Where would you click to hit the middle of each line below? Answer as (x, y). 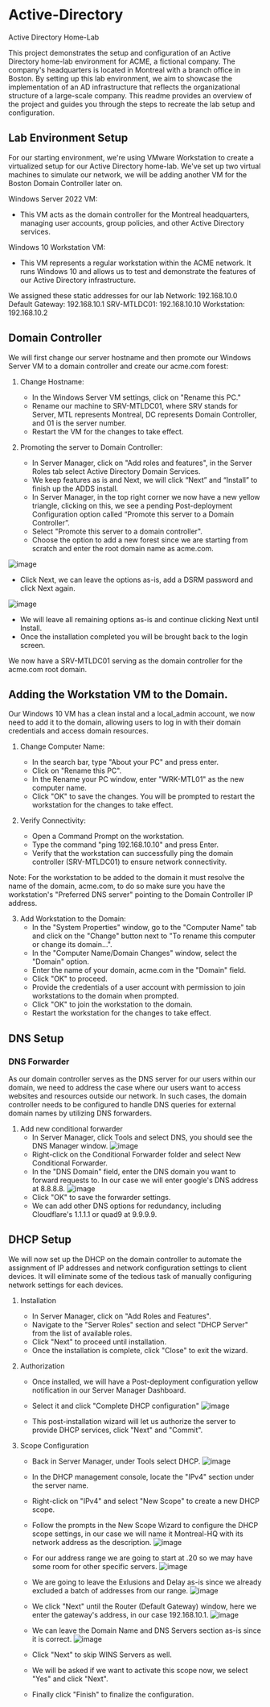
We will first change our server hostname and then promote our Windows (130, 357)
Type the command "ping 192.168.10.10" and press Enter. (125, 845)
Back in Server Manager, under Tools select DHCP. (116, 1461)
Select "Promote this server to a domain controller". (117, 531)
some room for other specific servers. (95, 1566)
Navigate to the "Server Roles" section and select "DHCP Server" (140, 1324)
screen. (33, 645)
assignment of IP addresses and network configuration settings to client (127, 1268)
